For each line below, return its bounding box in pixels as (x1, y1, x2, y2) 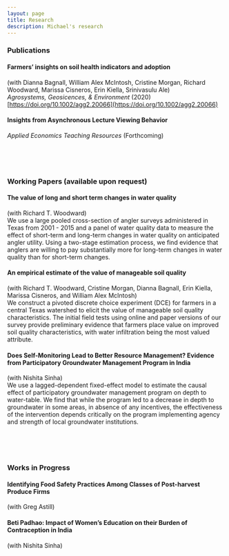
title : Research (7, 17, 54, 23)
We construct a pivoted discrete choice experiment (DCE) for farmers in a (7, 299, 217, 307)
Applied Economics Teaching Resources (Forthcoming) (7, 131, 164, 139)
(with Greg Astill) (7, 503, 55, 511)
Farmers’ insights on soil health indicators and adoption (7, 63, 171, 71)
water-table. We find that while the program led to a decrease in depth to (7, 396, 215, 404)
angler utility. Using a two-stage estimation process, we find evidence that (7, 238, 219, 246)
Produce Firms (7, 487, 50, 495)
